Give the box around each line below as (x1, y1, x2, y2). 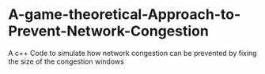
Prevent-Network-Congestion (8, 22, 210, 40)
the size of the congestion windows (8, 57, 124, 66)
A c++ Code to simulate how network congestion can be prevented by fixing (8, 48, 257, 57)
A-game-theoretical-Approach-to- (8, 6, 241, 24)
